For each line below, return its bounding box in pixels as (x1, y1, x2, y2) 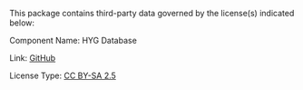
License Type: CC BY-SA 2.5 (9, 70, 116, 81)
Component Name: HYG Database (9, 35, 138, 45)
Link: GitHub (9, 53, 56, 63)
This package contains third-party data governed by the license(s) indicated (9, 8, 295, 18)
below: (9, 17, 34, 28)
